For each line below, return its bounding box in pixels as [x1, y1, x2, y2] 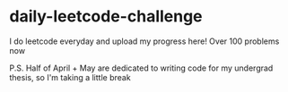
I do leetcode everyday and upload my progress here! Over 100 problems [9, 36, 280, 46]
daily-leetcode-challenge [9, 6, 204, 27]
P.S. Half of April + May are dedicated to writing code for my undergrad [9, 63, 274, 73]
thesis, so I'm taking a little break [9, 71, 132, 82]
